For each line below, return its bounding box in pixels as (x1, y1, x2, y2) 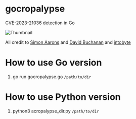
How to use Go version (5, 57, 102, 69)
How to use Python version (5, 91, 121, 103)
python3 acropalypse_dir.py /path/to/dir (12, 108, 100, 114)
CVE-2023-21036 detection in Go (5, 20, 75, 26)
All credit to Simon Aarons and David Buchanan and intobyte (5, 39, 131, 45)
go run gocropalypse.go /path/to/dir (12, 74, 92, 80)
